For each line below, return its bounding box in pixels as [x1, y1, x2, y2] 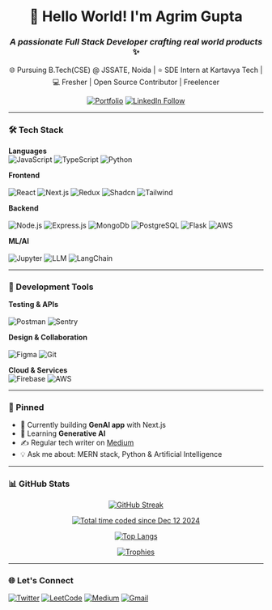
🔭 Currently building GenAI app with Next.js [19, 420, 166, 430]
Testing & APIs [8, 300, 59, 309]
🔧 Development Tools [8, 281, 94, 292]
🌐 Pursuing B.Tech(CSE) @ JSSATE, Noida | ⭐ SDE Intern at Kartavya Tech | [9, 65, 263, 75]
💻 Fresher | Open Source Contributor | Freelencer [52, 77, 220, 87]
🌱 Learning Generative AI [19, 429, 106, 438]
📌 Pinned [8, 402, 45, 412]
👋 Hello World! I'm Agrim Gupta [29, 7, 243, 26]
